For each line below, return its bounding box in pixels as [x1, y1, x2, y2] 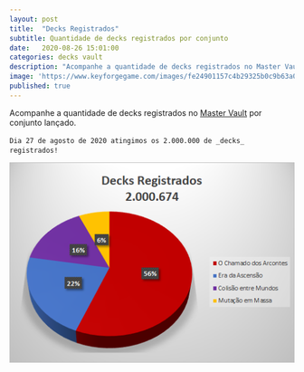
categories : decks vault [9, 52, 103, 62]
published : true [9, 81, 71, 91]
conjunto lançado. [9, 117, 77, 128]
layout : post [9, 14, 59, 24]
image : [9, 72, 34, 81]
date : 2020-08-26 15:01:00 [9, 43, 119, 52]
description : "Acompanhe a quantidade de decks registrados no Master [9, 62, 281, 72]
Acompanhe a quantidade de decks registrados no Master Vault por [9, 107, 262, 118]
